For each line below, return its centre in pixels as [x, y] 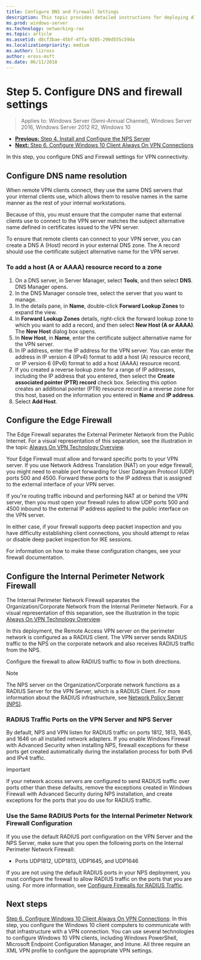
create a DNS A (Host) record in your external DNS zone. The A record [93, 245]
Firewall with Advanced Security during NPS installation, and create [89, 794]
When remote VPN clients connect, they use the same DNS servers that [95, 190]
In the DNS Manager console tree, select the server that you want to [99, 293]
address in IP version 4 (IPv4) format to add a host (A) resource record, [103, 357]
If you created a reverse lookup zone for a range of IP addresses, [95, 369]
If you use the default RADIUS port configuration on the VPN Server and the [100, 836]
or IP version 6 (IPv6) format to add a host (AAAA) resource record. [98, 363]
